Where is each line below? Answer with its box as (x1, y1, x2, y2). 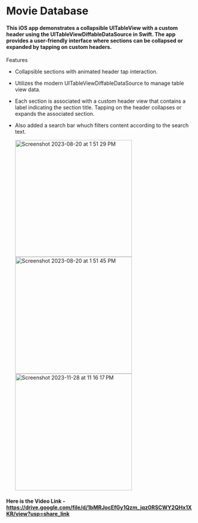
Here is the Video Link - (6, 497, 66, 504)
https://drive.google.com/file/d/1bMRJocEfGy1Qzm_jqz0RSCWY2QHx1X (6, 503, 192, 511)
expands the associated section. (14, 110, 95, 118)
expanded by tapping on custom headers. (6, 43, 112, 50)
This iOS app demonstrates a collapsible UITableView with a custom (6, 24, 178, 31)
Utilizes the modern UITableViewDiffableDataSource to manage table (14, 79, 184, 87)
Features (6, 57, 28, 64)
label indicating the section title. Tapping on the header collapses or (14, 104, 182, 111)
